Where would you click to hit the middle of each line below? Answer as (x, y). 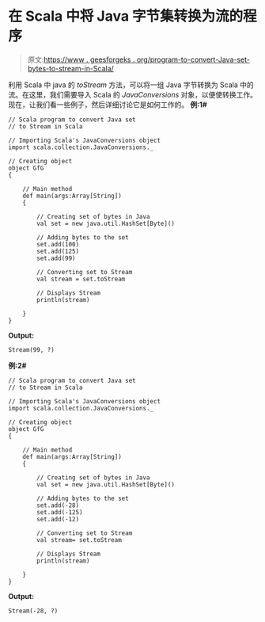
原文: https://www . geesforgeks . (81, 59)
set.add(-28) (58, 505)
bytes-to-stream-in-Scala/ (71, 68)
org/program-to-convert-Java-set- (193, 59)
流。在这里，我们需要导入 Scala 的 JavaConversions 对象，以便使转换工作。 (133, 94)
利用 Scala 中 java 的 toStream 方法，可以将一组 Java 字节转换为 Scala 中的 (131, 85)
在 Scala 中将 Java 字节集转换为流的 (126, 16)
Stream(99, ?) (32, 349)
